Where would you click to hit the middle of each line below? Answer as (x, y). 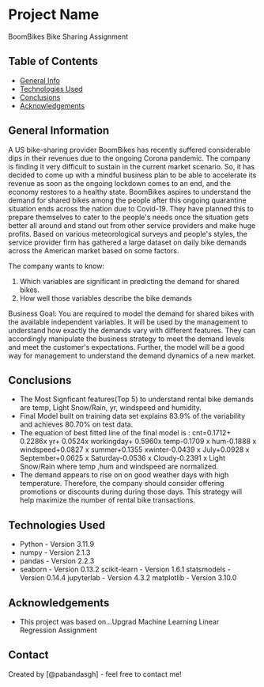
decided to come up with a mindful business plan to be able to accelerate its (132, 175)
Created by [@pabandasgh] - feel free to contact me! (95, 674)
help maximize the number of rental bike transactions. (107, 500)
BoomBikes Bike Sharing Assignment (68, 36)
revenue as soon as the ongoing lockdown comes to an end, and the (120, 183)
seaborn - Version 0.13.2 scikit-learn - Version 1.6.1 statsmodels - (125, 569)
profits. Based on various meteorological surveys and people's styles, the (128, 233)
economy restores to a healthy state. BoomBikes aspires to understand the (130, 192)
